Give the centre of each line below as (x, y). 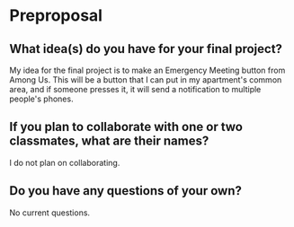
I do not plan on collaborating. (65, 162)
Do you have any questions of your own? (126, 191)
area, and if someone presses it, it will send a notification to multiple (135, 89)
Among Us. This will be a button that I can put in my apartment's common (146, 80)
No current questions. (50, 213)
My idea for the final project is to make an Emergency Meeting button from (147, 70)
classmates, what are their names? (109, 141)
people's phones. (41, 99)
